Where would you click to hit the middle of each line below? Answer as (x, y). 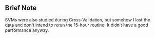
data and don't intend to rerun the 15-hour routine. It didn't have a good (77, 25)
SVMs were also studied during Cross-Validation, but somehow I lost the (78, 19)
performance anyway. (27, 30)
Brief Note (21, 8)
